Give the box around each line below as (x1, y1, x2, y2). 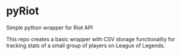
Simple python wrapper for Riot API (6, 24, 93, 31)
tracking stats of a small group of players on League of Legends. (6, 42, 165, 49)
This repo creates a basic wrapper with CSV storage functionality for (6, 35, 176, 42)
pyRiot (6, 4, 39, 18)
